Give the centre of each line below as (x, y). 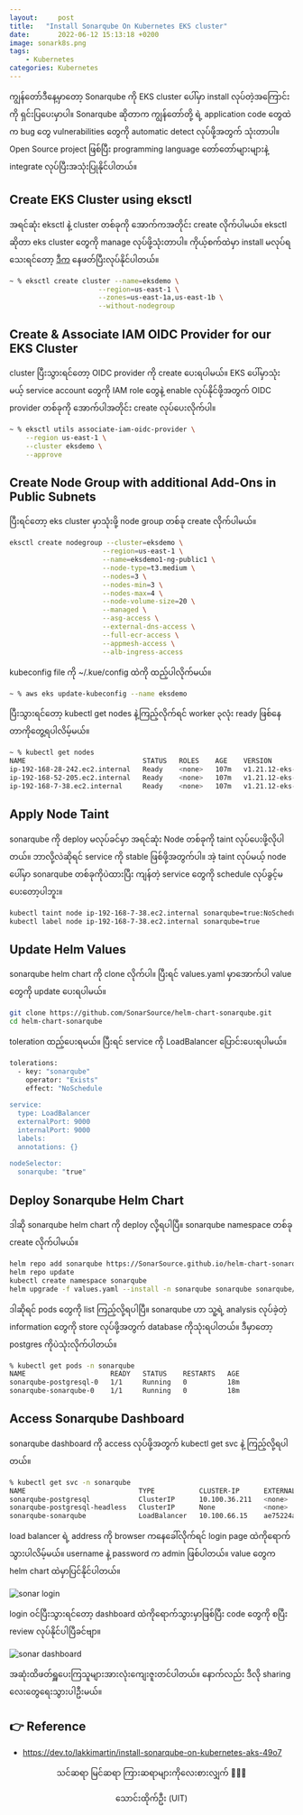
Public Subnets (53, 497)
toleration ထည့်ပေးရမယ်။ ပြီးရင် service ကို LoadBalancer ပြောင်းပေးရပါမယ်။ (148, 1041)
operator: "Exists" (62, 1080)
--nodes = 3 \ (124, 576)
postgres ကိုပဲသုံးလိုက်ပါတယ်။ (63, 1344)
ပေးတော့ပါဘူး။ (36, 891)
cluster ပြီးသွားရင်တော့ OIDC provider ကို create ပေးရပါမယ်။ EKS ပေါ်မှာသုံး (145, 373)
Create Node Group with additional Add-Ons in (143, 482)
